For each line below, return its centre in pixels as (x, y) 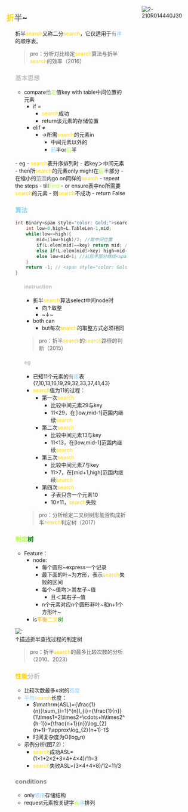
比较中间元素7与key (75, 465)
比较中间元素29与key (77, 405)
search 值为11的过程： (59, 390)
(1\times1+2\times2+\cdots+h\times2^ (79, 717)
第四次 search (58, 487)
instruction (38, 286)
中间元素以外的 (69, 142)
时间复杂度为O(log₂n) (59, 737)
